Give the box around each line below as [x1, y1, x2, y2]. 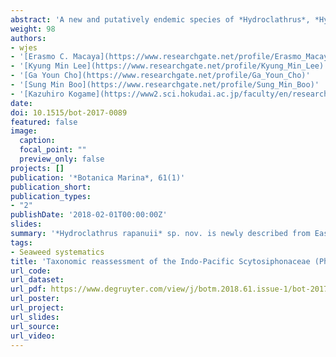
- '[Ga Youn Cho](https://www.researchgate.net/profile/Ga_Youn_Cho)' [10, 71, 311, 81]
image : [10, 126, 38, 136]
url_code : [10, 266, 52, 276]
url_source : [10, 321, 60, 331]
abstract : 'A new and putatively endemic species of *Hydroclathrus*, [10, 14, 311, 25]
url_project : [10, 303, 65, 313]
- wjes [10, 42, 38, 53]
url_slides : [10, 312, 60, 322]
